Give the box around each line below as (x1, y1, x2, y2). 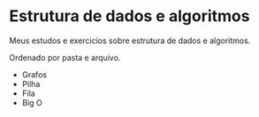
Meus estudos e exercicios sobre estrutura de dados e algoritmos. (9, 35, 251, 46)
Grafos (21, 69, 47, 80)
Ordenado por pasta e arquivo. (9, 52, 121, 62)
